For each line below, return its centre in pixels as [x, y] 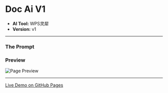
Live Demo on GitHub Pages [34, 85]
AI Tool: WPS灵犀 [30, 23]
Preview [15, 60]
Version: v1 [24, 29]
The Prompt [20, 47]
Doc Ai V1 [25, 9]
